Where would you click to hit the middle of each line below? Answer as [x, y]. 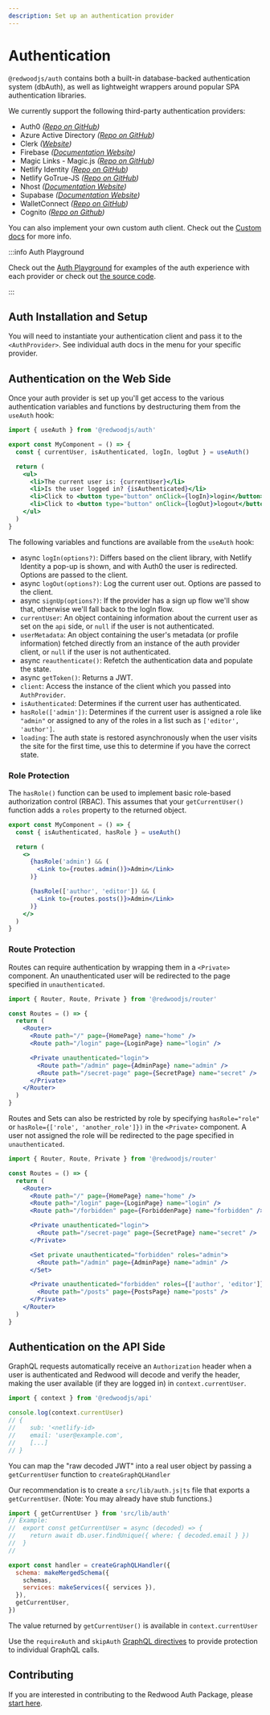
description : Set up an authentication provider [91, 16]
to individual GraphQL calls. [54, 1650]
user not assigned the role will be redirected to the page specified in [121, 1136]
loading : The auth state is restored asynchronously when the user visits [139, 737]
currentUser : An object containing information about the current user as [139, 617]
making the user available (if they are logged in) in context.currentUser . [127, 1384]
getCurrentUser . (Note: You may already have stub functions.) [110, 1498]
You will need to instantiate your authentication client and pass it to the [125, 336]
